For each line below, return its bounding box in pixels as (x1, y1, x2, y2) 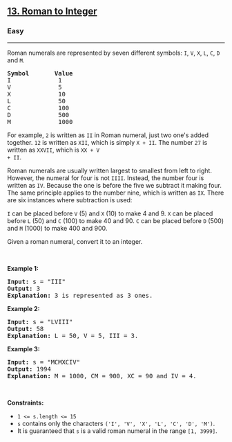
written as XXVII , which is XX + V (7, 145, 100, 154)
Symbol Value (7, 69, 73, 77)
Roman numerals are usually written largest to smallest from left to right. (7, 166, 213, 175)
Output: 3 (7, 284, 40, 292)
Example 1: (7, 264, 39, 272)
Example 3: (7, 344, 40, 353)
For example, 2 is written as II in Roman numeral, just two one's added (7, 131, 209, 139)
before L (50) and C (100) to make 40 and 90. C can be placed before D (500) (7, 216, 224, 224)
